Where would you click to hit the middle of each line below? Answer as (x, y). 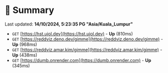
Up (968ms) (24, 44)
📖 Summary (29, 10)
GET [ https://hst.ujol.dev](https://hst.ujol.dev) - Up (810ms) (72, 33)
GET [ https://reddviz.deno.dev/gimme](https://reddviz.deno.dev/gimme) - (88, 39)
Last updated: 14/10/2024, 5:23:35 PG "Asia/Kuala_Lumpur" (69, 24)
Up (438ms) (25, 55)
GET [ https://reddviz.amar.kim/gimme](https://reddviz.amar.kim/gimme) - (87, 49)
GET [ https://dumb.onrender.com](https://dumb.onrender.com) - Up (81, 60)
